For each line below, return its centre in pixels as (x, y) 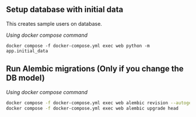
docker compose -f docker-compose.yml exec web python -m (78, 46)
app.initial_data (27, 51)
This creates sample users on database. (54, 23)
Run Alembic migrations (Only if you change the (95, 69)
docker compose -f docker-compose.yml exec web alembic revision (87, 103)
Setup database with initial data (65, 10)
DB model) (25, 78)
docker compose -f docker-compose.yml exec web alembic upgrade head (92, 108)
